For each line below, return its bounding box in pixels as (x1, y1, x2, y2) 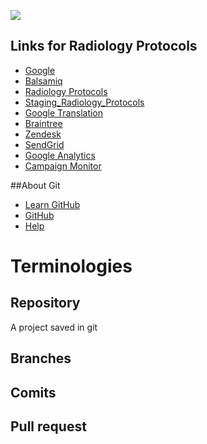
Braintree (24, 117, 63, 129)
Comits (10, 384, 57, 401)
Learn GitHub (24, 198, 81, 210)
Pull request (10, 418, 87, 435)
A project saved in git (10, 321, 98, 333)
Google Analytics (24, 149, 96, 161)
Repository (10, 295, 81, 312)
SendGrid (24, 138, 65, 150)
